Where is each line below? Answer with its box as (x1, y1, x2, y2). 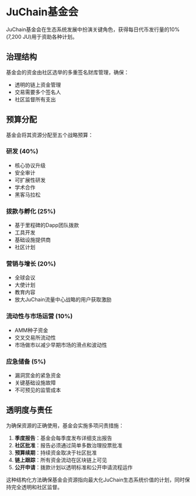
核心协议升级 (14, 162, 46, 169)
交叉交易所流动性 (14, 334, 56, 341)
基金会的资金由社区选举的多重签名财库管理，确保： (6, 69, 129, 76)
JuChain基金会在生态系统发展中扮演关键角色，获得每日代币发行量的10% (6, 26, 180, 33)
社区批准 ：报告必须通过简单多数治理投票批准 (14, 441, 123, 449)
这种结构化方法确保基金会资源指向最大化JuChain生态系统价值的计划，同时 (6, 476, 185, 483)
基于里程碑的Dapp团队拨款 (14, 222, 79, 229)
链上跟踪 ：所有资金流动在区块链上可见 (14, 456, 107, 463)
